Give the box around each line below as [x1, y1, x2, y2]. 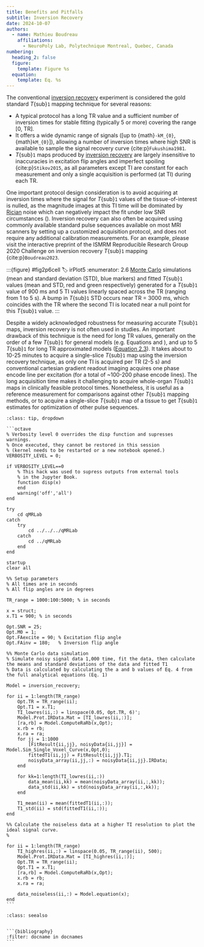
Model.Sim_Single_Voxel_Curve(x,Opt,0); [6, 747, 111, 753]
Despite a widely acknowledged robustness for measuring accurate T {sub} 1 [6, 319, 199, 327]
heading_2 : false [12, 54, 56, 60]
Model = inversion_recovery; [6, 682, 81, 689]
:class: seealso [6, 913, 48, 919]
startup [6, 560, 26, 566]
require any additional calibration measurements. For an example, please [6, 235, 189, 242]
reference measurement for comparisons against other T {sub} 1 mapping [6, 390, 189, 398]
